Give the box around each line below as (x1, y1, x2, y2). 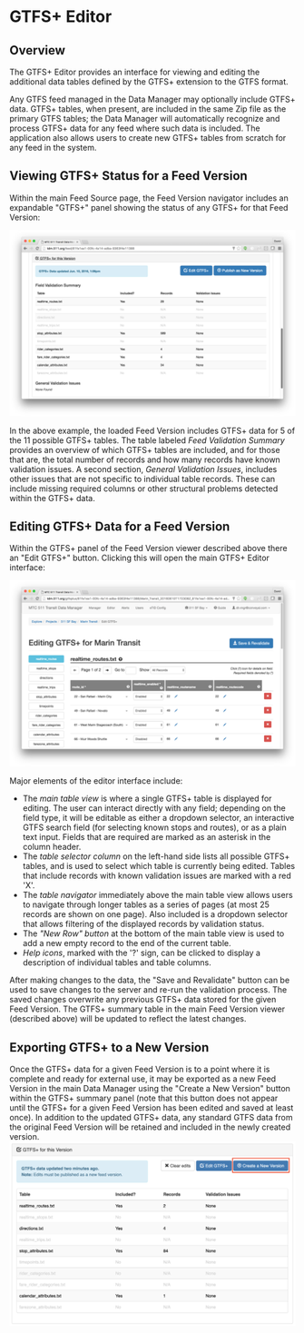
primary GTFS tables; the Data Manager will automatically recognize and (9, 114, 280, 123)
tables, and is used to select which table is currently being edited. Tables (22, 861, 296, 872)
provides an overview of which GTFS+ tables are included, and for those (9, 444, 280, 455)
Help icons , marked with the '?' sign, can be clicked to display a (22, 947, 261, 959)
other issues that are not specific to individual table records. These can (9, 473, 276, 484)
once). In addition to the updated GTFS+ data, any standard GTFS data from (9, 1112, 293, 1123)
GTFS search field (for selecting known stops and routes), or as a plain (22, 822, 288, 833)
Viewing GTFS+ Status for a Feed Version (9, 168, 248, 183)
